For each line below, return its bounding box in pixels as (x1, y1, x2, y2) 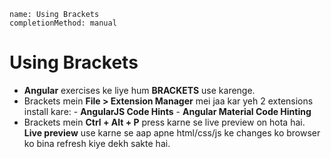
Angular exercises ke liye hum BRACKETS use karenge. (23, 84, 256, 96)
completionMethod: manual (9, 18, 117, 28)
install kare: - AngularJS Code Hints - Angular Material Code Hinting (23, 105, 312, 117)
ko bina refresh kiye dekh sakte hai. (23, 137, 171, 149)
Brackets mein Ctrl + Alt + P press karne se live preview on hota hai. (23, 116, 306, 128)
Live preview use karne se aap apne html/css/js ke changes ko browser (23, 126, 321, 139)
